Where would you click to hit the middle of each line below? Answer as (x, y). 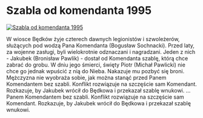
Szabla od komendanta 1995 (79, 11)
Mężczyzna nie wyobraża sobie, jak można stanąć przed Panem (86, 77)
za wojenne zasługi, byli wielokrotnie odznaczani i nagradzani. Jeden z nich (101, 51)
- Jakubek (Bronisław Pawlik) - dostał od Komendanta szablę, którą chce (97, 58)
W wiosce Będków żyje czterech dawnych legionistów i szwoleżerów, (93, 39)
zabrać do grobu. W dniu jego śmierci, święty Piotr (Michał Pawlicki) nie (96, 65)
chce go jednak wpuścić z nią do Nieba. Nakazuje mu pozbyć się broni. (95, 71)
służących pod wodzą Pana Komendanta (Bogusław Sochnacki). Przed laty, (101, 45)
